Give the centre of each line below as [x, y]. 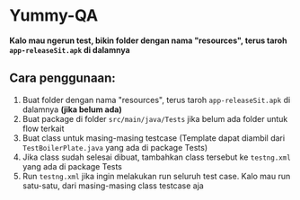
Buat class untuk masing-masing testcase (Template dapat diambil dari [154, 138]
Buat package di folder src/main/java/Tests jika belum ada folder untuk [155, 118]
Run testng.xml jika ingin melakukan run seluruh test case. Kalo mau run [156, 176]
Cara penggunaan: [63, 78]
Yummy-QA [54, 16]
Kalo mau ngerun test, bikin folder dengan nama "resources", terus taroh [148, 40]
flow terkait [43, 128]
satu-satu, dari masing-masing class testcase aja [113, 186]
